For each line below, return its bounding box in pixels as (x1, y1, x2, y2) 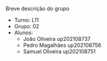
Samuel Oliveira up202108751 (23, 48, 96, 55)
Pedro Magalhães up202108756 (23, 41, 102, 49)
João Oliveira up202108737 (23, 36, 91, 42)
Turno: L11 (14, 17, 39, 23)
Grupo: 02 (14, 23, 40, 30)
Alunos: (14, 29, 33, 36)
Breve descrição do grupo (5, 5, 70, 12)
